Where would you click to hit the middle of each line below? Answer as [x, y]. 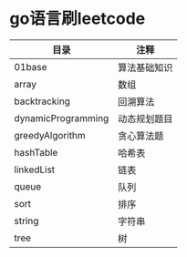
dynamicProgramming [62, 118]
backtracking [42, 101]
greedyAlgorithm [50, 135]
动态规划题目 [145, 118]
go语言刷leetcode [78, 19]
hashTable [36, 152]
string [26, 221]
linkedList [35, 170]
